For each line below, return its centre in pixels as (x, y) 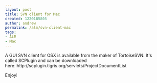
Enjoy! (11, 75)
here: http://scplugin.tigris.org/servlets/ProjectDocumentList (66, 65)
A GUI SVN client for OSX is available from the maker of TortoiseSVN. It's (79, 55)
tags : (11, 32)
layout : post (18, 10)
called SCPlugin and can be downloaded (46, 60)
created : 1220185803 (26, 19)
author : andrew (21, 23)
